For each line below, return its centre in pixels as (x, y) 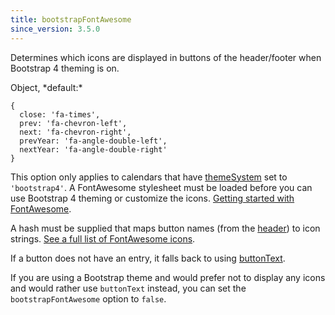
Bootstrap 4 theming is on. (65, 68)
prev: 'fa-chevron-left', (73, 123)
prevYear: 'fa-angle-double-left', (93, 141)
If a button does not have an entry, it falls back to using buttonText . (148, 258)
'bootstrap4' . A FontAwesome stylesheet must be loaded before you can (161, 187)
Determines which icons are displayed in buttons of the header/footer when (166, 57)
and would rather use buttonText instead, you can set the (128, 288)
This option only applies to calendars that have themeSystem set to (149, 177)
